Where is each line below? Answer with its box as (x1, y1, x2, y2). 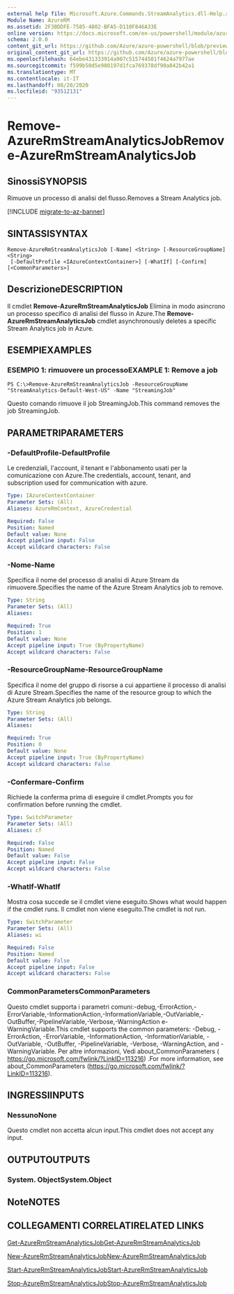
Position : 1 (7, 629, 42, 635)
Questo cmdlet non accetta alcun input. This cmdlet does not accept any (7, 1126, 214, 1134)
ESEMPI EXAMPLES (7, 345, 92, 356)
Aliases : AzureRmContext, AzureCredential (7, 505, 132, 512)
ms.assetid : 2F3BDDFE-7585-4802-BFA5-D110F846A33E (7, 23, 157, 30)
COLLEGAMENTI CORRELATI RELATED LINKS (7, 1220, 204, 1232)
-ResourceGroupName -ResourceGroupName (7, 665, 164, 675)
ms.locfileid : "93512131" (7, 88, 82, 95)
